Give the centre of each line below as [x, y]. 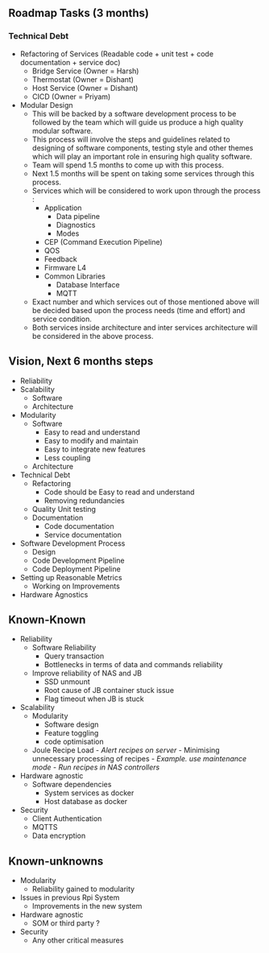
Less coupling [67, 457]
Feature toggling [71, 733]
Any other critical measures [78, 940]
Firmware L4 [65, 267]
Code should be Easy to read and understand [119, 492]
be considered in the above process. [93, 336]
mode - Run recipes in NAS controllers [96, 767]
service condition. [62, 319]
